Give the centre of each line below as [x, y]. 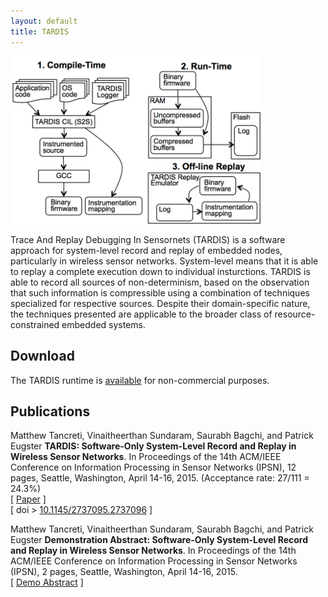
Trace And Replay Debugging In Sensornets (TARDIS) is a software [148, 239]
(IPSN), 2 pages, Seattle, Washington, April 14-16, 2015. [124, 572]
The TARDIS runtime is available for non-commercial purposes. [140, 380]
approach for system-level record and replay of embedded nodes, [146, 250]
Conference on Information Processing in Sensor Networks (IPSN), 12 [153, 467]
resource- [295, 314]
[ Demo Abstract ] [47, 582]
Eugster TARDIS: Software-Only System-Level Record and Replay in [153, 446]
